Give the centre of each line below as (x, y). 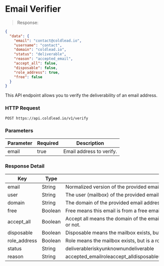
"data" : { (19, 36)
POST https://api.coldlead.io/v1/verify (47, 118)
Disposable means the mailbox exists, (108, 233)
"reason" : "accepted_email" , (43, 59)
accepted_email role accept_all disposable (112, 257)
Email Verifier (33, 9)
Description (90, 143)
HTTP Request (23, 108)
